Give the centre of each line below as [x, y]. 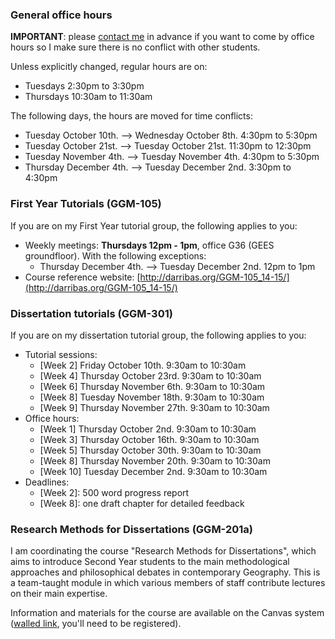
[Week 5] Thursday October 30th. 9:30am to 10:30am [150, 450]
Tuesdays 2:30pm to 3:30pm [84, 86]
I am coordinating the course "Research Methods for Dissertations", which [163, 551]
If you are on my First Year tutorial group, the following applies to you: [154, 225]
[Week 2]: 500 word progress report [114, 492]
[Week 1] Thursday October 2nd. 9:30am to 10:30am [148, 429]
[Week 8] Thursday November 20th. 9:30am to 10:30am [155, 460]
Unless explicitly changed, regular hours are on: [109, 67]
